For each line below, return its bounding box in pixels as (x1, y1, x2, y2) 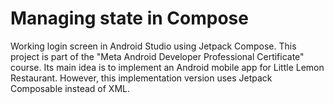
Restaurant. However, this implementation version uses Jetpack (10, 72, 273, 84)
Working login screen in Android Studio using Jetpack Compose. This (10, 40, 297, 52)
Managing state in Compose (10, 7, 249, 30)
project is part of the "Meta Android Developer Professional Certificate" (10, 50, 305, 62)
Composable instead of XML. (10, 82, 130, 94)
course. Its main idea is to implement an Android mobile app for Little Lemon (10, 61, 325, 73)
